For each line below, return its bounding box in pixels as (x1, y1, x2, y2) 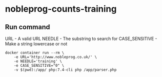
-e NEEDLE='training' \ (14, 59, 62, 64)
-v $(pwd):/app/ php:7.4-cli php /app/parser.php (14, 67, 117, 72)
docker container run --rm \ (5, 50, 64, 55)
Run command (5, 23, 50, 31)
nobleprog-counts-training (5, 3, 117, 15)
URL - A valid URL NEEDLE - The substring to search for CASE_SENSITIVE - (5, 36, 158, 41)
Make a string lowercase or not (5, 41, 67, 47)
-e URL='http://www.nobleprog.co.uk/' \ (14, 55, 97, 59)
